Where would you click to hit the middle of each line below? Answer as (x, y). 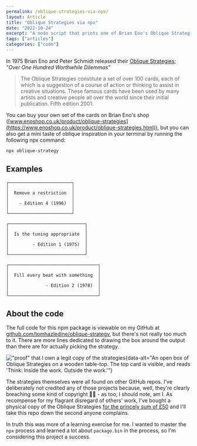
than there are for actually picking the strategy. (63, 347)
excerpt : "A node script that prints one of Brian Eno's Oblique (87, 33)
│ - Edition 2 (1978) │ (53, 286)
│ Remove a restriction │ (40, 193)
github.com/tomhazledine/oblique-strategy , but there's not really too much (96, 334)
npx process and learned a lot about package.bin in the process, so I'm (91, 431)
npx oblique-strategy (33, 150)
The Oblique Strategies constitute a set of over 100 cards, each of (100, 78)
